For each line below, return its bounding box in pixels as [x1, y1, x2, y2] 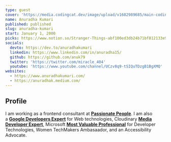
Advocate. [5, 132, 27, 138]
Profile [5, 97, 27, 105]
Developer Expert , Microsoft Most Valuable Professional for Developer [5, 121, 156, 127]
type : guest [5, 7, 31, 13]
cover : [5, 12, 19, 17]
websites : [5, 69, 26, 74]
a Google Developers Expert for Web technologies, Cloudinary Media [5, 116, 152, 122]
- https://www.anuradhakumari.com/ [10, 74, 85, 79]
